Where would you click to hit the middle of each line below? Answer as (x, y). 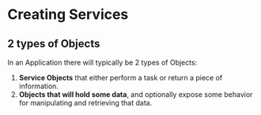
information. (38, 86)
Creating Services (68, 15)
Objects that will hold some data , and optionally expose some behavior (136, 95)
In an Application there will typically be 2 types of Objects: (102, 62)
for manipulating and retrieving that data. (85, 103)
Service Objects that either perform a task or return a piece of (121, 78)
